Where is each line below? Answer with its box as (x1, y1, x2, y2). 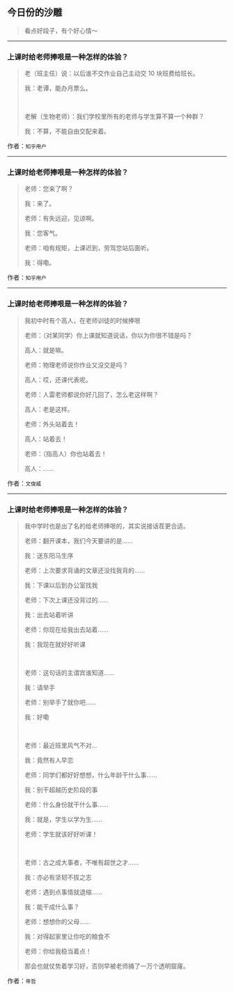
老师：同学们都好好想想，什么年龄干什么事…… (24, 771, 157, 779)
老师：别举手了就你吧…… (24, 699, 96, 706)
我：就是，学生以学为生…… (24, 816, 102, 823)
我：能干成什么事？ (24, 903, 80, 911)
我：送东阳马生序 (24, 552, 74, 559)
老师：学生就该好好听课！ (24, 830, 98, 838)
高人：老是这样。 (24, 405, 74, 413)
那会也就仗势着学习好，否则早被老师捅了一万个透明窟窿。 (24, 962, 189, 970)
